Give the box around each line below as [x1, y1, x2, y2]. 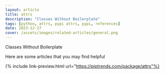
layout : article [5, 7, 39, 12]
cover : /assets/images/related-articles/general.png [5, 30, 118, 35]
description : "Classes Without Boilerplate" [5, 16, 100, 21]
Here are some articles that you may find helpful [5, 54, 105, 60]
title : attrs [5, 12, 33, 17]
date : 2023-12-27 [5, 26, 42, 31]
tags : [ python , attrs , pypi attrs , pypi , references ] [5, 21, 121, 26]
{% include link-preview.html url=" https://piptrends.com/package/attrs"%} [5, 63, 160, 69]
